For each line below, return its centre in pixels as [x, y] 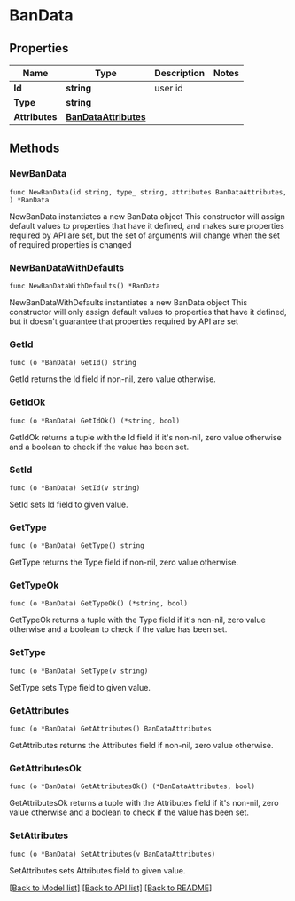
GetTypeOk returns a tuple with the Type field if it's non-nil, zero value [137, 620]
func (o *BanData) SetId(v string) [75, 488]
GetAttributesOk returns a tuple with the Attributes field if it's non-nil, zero [144, 803]
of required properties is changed [70, 244]
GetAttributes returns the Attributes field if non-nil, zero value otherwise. [141, 746]
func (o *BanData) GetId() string [73, 363]
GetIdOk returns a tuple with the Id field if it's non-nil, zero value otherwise [145, 437]
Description [180, 73]
